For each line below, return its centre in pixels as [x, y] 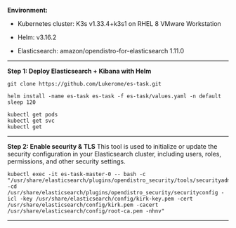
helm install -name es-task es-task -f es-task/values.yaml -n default [114, 96]
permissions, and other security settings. [67, 161]
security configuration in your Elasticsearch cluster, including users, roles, [114, 154]
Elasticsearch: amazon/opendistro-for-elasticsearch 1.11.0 [101, 51]
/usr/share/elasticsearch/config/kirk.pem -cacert [83, 205]
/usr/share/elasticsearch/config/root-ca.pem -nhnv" [86, 211]
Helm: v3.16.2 [37, 37]
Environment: [27, 10]
